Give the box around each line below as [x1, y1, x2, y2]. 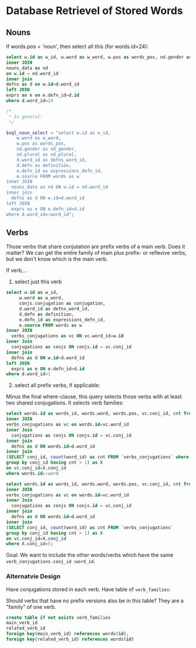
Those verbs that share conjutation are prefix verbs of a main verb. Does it [6, 243, 185, 250]
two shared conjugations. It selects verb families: [6, 399, 124, 406]
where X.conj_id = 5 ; [6, 541, 54, 547]
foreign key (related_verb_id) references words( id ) [6, 636, 134, 642]
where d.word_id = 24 [6, 98, 54, 104]
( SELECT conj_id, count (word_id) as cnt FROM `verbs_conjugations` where [6, 454, 190, 460]
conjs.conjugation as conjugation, [19, 300, 106, 307]
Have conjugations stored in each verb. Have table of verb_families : [6, 585, 171, 592]
